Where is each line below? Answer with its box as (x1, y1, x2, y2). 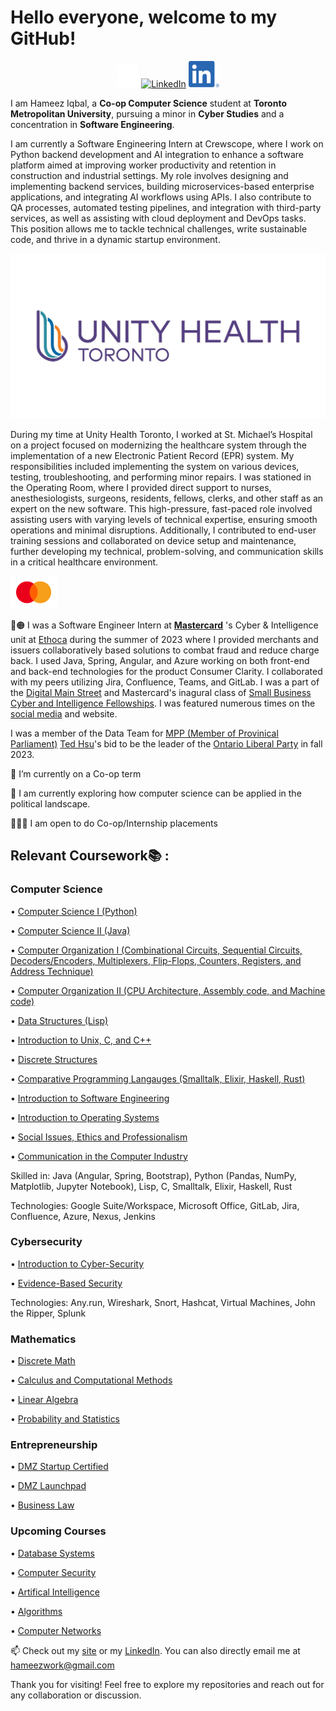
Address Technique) (10, 965, 94, 977)
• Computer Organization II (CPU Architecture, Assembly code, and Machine (10, 984, 326, 996)
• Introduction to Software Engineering (10, 1092, 170, 1104)
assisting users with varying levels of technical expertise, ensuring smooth (10, 513, 318, 525)
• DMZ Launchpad (10, 1480, 87, 1492)
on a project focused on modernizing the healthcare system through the (10, 439, 307, 451)
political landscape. (10, 797, 91, 810)
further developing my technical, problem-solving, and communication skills (10, 545, 324, 557)
